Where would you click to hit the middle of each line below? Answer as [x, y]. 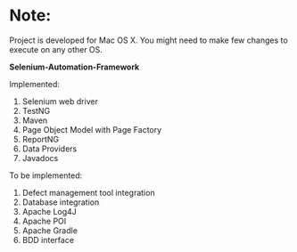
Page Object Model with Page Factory [92, 129]
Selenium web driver [60, 101]
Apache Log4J [49, 211]
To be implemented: [46, 175]
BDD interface [48, 240]
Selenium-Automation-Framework [74, 67]
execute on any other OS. [56, 49]
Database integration [61, 202]
